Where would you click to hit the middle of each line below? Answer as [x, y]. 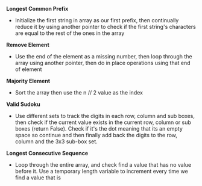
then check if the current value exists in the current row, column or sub [103, 122]
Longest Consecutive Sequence [47, 153]
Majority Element [28, 81]
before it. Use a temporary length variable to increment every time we [101, 171]
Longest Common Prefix [37, 9]
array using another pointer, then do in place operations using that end [103, 63]
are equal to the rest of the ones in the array [70, 33]
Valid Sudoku [23, 104]
